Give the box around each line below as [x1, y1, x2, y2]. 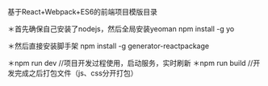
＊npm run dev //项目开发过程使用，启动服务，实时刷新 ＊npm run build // [7, 59, 253, 68]
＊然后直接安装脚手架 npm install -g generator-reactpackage [7, 41, 210, 51]
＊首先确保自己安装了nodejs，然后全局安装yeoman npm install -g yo [7, 24, 235, 34]
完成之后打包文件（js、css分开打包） [14, 68, 138, 78]
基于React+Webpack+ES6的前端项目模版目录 [7, 7, 158, 16]
